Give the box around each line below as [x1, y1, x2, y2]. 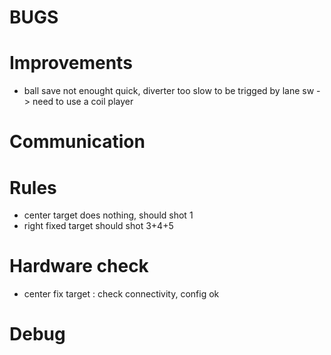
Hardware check [9, 255, 149, 278]
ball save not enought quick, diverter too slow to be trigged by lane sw [23, 85, 315, 97]
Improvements [9, 52, 133, 75]
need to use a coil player [32, 96, 134, 108]
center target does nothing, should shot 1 [23, 209, 194, 221]
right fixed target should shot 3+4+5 [23, 220, 174, 232]
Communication [9, 131, 146, 153]
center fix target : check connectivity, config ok [23, 288, 220, 300]
